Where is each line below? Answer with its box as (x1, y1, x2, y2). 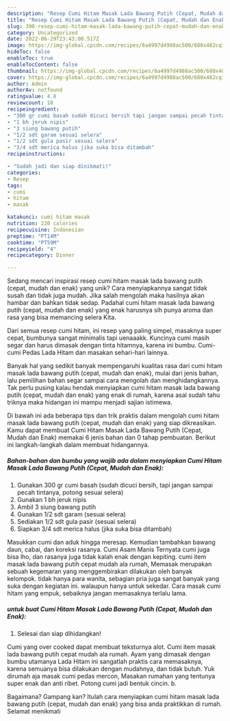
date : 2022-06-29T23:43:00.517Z (7, 36, 99, 43)
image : (7, 42, 26, 49)
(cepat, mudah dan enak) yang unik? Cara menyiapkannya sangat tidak (7, 284, 207, 293)
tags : (7, 182, 23, 189)
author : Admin (7, 80, 48, 87)
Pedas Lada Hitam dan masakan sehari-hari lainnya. (22, 348, 169, 357)
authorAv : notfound (7, 87, 63, 93)
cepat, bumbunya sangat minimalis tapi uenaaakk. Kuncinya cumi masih (7, 334, 210, 342)
